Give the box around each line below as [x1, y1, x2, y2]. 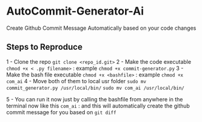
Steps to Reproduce [6, 42, 83, 52]
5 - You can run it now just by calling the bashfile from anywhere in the [6, 95, 183, 103]
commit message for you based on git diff [6, 108, 116, 116]
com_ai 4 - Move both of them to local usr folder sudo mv [6, 77, 147, 84]
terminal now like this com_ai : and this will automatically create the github [6, 102, 190, 109]
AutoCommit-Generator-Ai [6, 4, 144, 18]
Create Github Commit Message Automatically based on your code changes [6, 24, 197, 32]
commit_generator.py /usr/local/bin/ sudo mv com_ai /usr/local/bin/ [6, 85, 185, 91]
